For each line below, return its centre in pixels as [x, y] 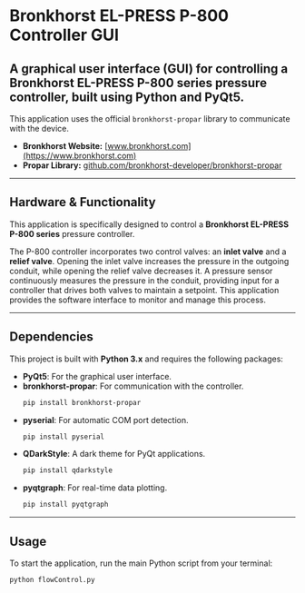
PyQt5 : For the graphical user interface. [97, 376]
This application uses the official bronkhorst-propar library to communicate [150, 119]
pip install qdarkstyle [68, 470]
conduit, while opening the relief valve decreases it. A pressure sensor [141, 271]
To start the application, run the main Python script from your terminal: [141, 563]
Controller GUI [64, 35]
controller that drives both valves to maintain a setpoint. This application [144, 290]
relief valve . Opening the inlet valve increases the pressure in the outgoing [149, 261]
